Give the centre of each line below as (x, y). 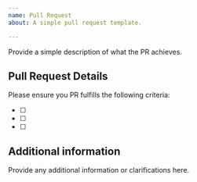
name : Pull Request (40, 15)
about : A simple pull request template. (75, 23)
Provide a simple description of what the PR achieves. (95, 52)
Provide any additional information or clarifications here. (99, 170)
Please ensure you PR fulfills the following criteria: (89, 95)
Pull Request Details (58, 76)
